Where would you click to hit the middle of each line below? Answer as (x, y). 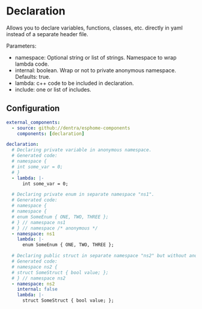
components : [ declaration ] (51, 134)
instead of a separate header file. (47, 34)
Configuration (33, 109)
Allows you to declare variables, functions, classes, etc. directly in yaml (95, 28)
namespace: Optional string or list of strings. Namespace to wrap (96, 57)
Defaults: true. (32, 76)
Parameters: (21, 46)
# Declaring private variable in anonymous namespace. (82, 150)
